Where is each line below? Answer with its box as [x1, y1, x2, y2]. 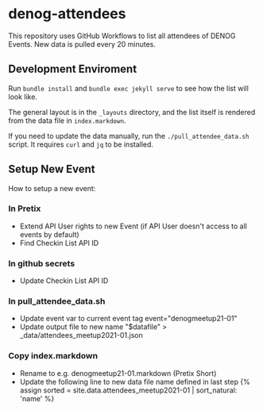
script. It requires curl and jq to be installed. [8, 140, 153, 149]
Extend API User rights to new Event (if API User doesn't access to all [19, 221, 248, 231]
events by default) [19, 229, 79, 239]
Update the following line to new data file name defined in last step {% [19, 377, 250, 386]
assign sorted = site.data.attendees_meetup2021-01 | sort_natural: [19, 385, 238, 395]
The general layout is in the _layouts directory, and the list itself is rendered [8, 107, 256, 117]
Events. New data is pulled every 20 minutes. [8, 39, 157, 48]
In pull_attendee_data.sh [8, 296, 106, 307]
